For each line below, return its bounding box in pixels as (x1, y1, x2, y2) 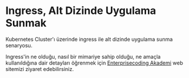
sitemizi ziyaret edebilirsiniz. (5, 65, 74, 72)
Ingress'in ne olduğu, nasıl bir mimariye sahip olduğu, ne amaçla (5, 53, 161, 60)
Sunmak (5, 16, 47, 30)
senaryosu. (5, 42, 33, 49)
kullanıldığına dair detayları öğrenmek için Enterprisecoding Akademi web (5, 59, 183, 66)
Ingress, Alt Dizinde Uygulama (5, 4, 157, 17)
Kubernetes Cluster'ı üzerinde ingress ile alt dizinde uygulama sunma (5, 36, 173, 42)
